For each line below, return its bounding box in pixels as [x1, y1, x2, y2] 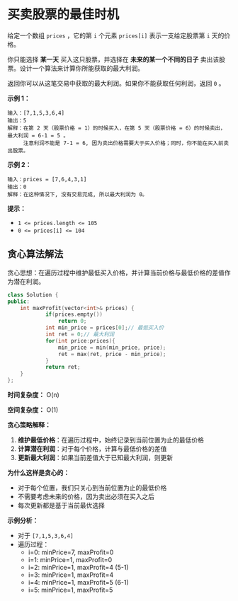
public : [7, 298, 30, 305]
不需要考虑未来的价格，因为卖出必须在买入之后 [17, 493, 154, 500]
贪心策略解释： [7, 420, 51, 429]
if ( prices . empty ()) [45, 311, 103, 319]
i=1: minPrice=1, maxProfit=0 [28, 556, 113, 563]
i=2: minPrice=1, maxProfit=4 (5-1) [28, 563, 129, 571]
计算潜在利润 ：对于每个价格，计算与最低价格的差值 [17, 445, 167, 453]
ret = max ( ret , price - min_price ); [57, 350, 166, 357]
